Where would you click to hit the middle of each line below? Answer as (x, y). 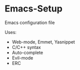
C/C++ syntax (26, 47)
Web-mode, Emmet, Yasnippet (43, 42)
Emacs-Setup (34, 9)
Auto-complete (27, 52)
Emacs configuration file (30, 22)
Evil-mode (22, 57)
